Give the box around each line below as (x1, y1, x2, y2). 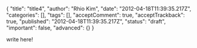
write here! (6, 36, 33, 43)
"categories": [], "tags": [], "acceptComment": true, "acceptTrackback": (6, 11, 186, 19)
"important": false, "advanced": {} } (6, 24, 95, 31)
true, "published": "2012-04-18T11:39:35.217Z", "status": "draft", (6, 18, 166, 25)
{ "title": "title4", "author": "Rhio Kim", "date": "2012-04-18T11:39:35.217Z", (6, 5, 192, 12)
